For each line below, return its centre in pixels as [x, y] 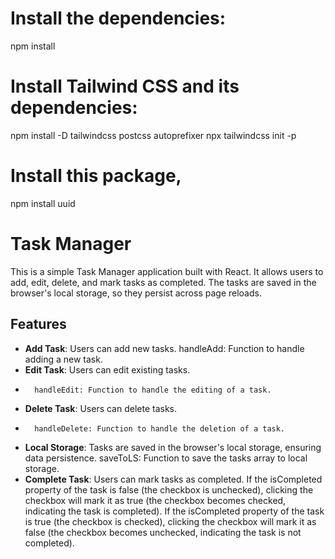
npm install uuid [43, 203]
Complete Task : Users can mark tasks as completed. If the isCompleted [173, 479]
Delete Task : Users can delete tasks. [101, 408]
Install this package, [96, 176]
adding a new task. [63, 359]
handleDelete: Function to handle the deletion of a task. [160, 428]
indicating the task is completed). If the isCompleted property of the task [174, 511]
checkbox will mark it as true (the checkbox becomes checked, [155, 500]
